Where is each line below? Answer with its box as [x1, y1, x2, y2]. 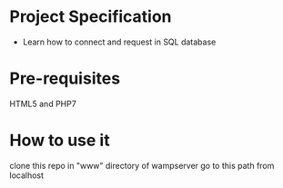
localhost [9, 170, 44, 181]
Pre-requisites [9, 68, 121, 89]
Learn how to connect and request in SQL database [22, 36, 217, 47]
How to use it [9, 130, 111, 151]
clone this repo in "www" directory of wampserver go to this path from [9, 160, 275, 171]
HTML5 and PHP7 [9, 98, 77, 109]
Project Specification [9, 6, 172, 27]
